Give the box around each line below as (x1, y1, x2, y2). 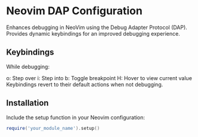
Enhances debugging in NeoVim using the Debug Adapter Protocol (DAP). (6, 24, 188, 31)
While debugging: (6, 63, 49, 70)
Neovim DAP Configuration (6, 4, 143, 18)
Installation (6, 98, 49, 108)
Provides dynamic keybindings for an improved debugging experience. (6, 30, 180, 37)
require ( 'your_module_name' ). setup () (6, 125, 100, 131)
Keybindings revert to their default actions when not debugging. (6, 81, 163, 88)
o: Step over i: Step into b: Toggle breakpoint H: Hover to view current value (6, 74, 193, 81)
